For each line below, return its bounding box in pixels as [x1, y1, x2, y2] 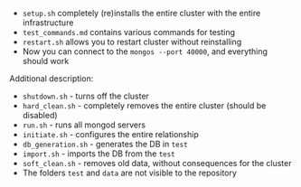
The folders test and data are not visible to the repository [22, 167, 238, 178]
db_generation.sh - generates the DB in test [22, 139, 188, 149]
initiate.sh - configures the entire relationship [22, 129, 199, 139]
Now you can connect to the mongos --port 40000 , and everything [22, 46, 268, 57]
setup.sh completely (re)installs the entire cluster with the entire [22, 8, 261, 18]
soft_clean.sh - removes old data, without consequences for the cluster [22, 158, 292, 168]
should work [22, 56, 70, 66]
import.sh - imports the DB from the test [22, 148, 176, 159]
